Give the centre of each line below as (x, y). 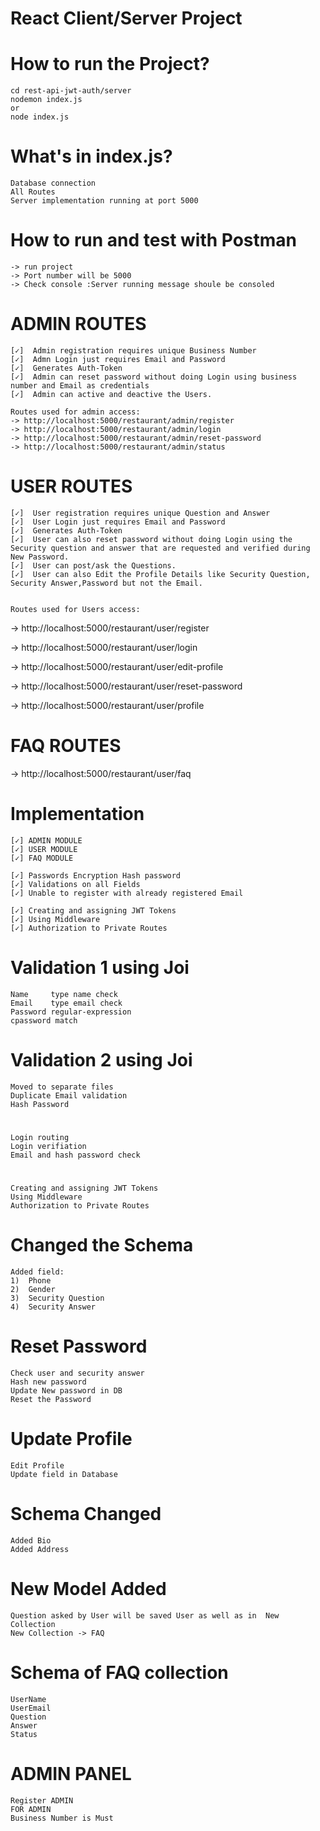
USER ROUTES (71, 486)
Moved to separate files (62, 1087)
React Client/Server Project (126, 18)
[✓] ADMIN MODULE (46, 840)
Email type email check (66, 1003)
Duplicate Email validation (69, 1095)
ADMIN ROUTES (78, 324)
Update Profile (71, 1439)
